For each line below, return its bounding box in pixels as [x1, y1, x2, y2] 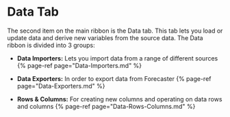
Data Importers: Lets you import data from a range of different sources [16, 54, 218, 62]
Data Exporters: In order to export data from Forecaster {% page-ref [16, 74, 212, 82]
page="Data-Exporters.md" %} [16, 82, 105, 90]
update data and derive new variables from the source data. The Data [7, 33, 203, 41]
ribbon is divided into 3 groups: [7, 41, 96, 49]
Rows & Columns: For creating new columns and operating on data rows [16, 95, 222, 103]
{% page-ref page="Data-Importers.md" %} [16, 61, 142, 69]
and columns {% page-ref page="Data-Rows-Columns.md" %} [16, 102, 196, 110]
